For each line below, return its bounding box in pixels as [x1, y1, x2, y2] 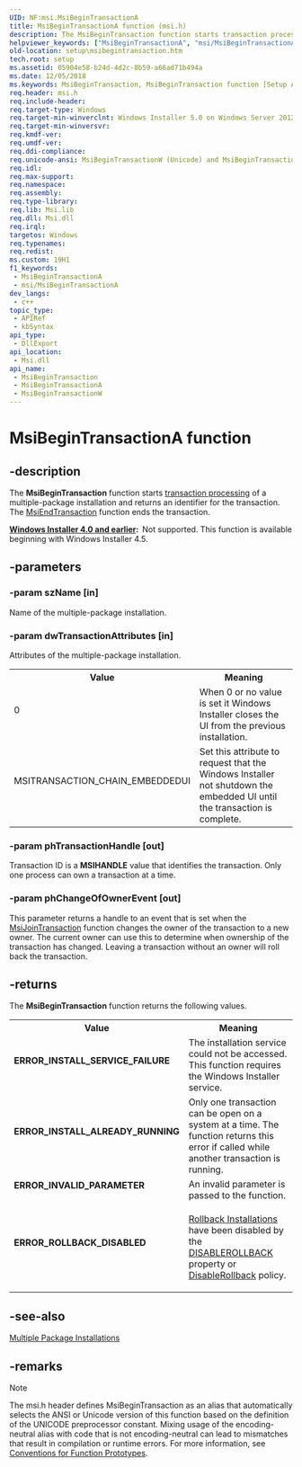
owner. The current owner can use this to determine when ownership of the [9, 931, 289, 942]
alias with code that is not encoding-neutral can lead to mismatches [37, 1428, 289, 1439]
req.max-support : [9, 172, 75, 181]
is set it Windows [199, 697, 271, 709]
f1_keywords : [9, 264, 58, 273]
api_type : [9, 331, 47, 340]
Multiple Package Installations [9, 1332, 120, 1344]
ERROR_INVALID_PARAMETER [13, 1179, 146, 1192]
